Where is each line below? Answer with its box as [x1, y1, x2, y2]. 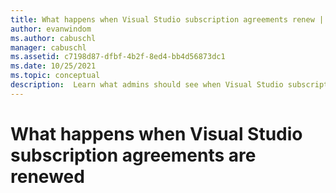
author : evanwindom [10, 24, 92, 34]
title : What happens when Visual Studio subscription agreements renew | [10, 14, 325, 25]
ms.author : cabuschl [10, 33, 97, 43]
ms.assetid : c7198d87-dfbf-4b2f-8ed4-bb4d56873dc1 [10, 52, 226, 62]
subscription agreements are [10, 144, 257, 166]
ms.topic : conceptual [10, 71, 101, 81]
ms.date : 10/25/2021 [10, 61, 97, 71]
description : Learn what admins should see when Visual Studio [10, 80, 284, 90]
